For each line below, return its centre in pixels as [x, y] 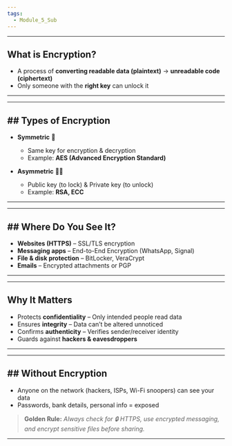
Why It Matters [40, 300]
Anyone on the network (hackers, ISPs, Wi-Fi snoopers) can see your [116, 390]
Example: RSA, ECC [56, 192]
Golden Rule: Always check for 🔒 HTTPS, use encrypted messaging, [122, 418]
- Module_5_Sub [35, 20]
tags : [15, 13]
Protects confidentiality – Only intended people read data [99, 317]
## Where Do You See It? [61, 226]
